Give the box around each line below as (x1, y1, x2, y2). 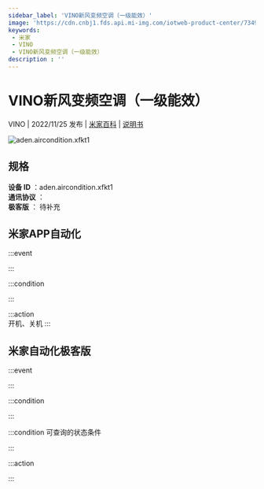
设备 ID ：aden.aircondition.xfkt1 (8, 182, 113, 191)
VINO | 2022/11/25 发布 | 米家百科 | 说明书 (8, 119, 144, 128)
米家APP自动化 (8, 228, 81, 241)
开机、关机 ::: (8, 319, 51, 328)
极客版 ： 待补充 (8, 202, 60, 211)
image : (8, 19, 30, 27)
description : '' (8, 56, 65, 64)
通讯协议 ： (8, 192, 45, 202)
